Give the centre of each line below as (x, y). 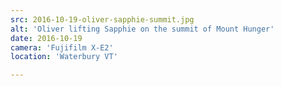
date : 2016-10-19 (46, 38)
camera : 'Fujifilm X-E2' (62, 47)
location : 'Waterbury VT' (64, 57)
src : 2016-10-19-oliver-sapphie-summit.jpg (102, 19)
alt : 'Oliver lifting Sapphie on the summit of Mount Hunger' (142, 29)
